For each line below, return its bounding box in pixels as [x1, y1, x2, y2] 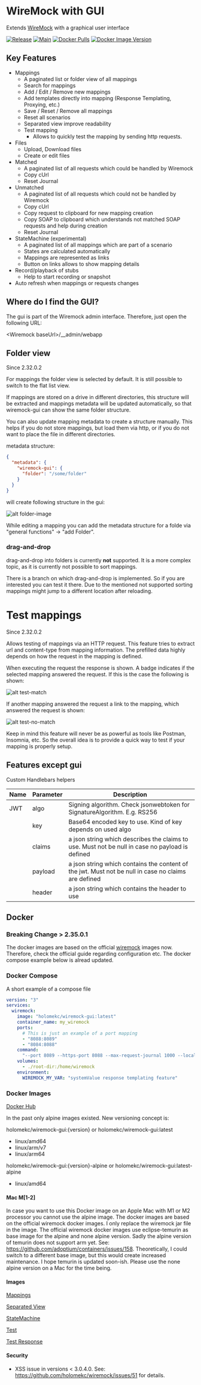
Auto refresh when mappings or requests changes [14, 279, 139, 286]
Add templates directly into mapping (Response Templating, [23, 94, 172, 101]
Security [6, 1351, 28, 1359]
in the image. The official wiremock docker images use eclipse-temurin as [6, 1226, 188, 1234]
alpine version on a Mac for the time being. [6, 1264, 112, 1272]
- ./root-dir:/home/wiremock [22, 1064, 95, 1070]
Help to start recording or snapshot [23, 273, 111, 280]
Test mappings [6, 608, 82, 622]
